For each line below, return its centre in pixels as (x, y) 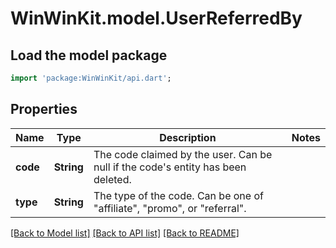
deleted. (112, 179)
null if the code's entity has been (170, 167)
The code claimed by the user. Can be (183, 154)
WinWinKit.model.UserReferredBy (156, 18)
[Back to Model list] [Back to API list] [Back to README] (125, 233)
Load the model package (89, 55)
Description (188, 137)
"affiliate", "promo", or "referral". (170, 208)
